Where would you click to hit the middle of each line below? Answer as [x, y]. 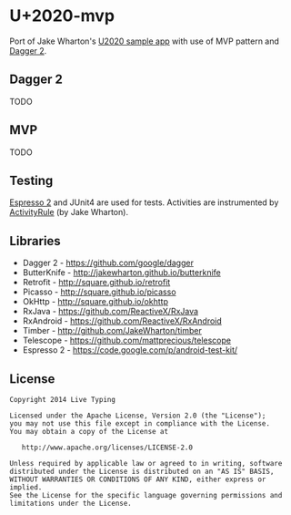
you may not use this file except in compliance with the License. [140, 424]
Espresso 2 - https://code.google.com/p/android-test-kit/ [130, 350]
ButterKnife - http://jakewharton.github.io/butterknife [121, 273]
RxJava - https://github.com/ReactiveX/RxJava [110, 312]
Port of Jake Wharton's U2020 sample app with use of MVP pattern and [145, 41]
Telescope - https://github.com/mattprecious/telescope [127, 340]
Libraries [35, 241]
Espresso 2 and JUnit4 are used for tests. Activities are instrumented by [144, 202]
